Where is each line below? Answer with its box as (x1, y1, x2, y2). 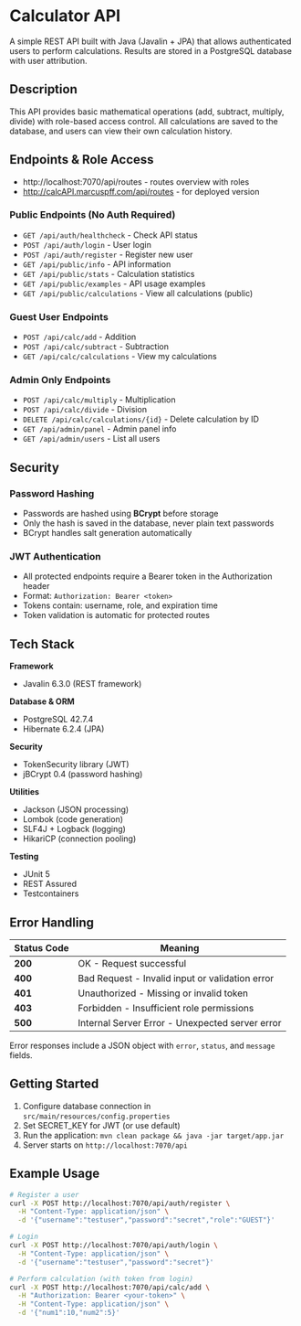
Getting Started (9, 1076, 99, 1092)
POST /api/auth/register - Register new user (22, 249, 193, 260)
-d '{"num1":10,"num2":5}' (17, 1309, 120, 1318)
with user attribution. (9, 55, 88, 66)
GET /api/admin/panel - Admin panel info (22, 423, 177, 434)
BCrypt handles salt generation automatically (22, 528, 192, 539)
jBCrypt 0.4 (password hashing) (22, 769, 143, 780)
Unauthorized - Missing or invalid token (78, 987, 249, 1000)
